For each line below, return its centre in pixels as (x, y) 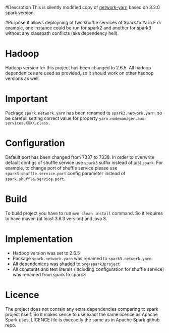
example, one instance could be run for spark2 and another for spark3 (78, 28)
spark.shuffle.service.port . (35, 179)
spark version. (20, 13)
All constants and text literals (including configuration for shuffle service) (88, 269)
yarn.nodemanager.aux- (123, 118)
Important (26, 99)
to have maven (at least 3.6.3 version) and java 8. (56, 218)
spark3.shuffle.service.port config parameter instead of (65, 173)
